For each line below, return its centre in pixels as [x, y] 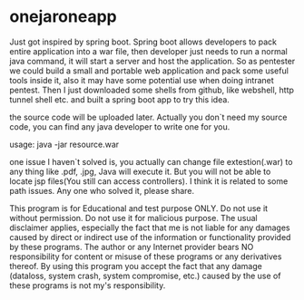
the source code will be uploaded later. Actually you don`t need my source [148, 117]
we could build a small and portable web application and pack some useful [149, 71]
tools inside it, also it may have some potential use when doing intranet [142, 80]
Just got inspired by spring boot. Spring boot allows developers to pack [143, 42]
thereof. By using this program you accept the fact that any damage [136, 266]
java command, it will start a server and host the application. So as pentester [152, 61]
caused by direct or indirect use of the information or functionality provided [150, 237]
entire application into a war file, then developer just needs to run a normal [149, 51]
